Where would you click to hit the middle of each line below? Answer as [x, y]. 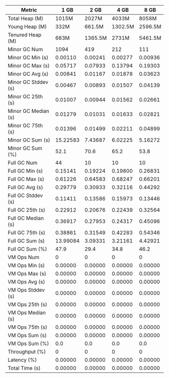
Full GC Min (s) [25, 171]
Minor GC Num [25, 49]
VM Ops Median [27, 313]
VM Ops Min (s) [26, 265]
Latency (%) [22, 360]
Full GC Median [26, 218]
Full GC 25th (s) [27, 210]
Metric [29, 10]
